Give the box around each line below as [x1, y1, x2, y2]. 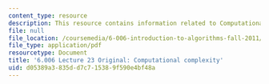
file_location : [8, 34, 59, 42]
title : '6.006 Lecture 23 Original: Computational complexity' [8, 57, 224, 65]
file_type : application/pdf [8, 42, 102, 50]
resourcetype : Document [8, 49, 88, 57]
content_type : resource [8, 11, 88, 20]
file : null [8, 26, 45, 34]
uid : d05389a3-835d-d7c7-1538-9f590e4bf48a [8, 64, 156, 72]
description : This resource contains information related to [8, 19, 217, 27]
